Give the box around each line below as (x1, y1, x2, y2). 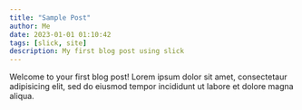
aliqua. (9, 91, 34, 102)
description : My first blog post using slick (9, 47, 184, 56)
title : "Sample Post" (9, 13, 92, 23)
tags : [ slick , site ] (9, 38, 88, 48)
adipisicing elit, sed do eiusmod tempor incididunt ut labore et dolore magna (9, 81, 294, 92)
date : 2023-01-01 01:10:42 (9, 30, 112, 39)
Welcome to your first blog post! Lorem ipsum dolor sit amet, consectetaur (9, 71, 287, 82)
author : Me (9, 22, 51, 31)
